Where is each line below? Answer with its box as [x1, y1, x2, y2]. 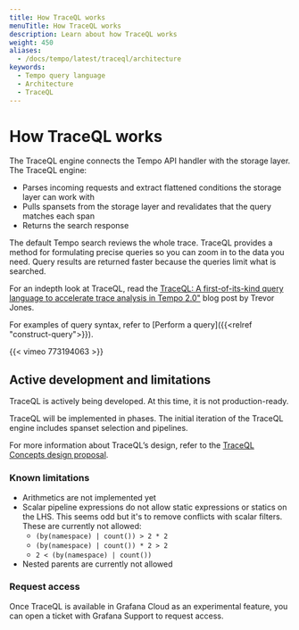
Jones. [9, 303, 35, 313]
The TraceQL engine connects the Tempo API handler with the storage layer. [9, 155, 291, 166]
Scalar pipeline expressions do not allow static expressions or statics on [21, 502, 287, 512]
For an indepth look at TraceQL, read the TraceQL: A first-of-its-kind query [9, 283, 284, 294]
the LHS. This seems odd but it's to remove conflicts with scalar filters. [21, 510, 283, 522]
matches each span [21, 211, 96, 221]
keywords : [9, 63, 46, 72]
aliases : [9, 46, 42, 55]
